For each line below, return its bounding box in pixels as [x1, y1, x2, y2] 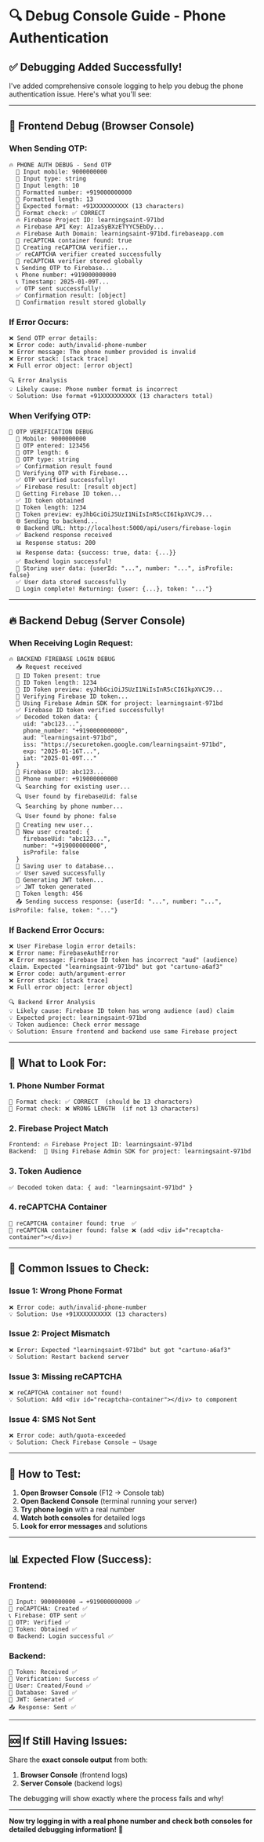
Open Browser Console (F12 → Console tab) [20, 1488, 165, 1497]
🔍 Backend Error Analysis [9, 999, 96, 1007]
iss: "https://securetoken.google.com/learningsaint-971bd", [23, 740, 226, 748]
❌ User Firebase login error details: [9, 942, 136, 951]
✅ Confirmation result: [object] [16, 291, 127, 299]
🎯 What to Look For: [9, 1056, 107, 1069]
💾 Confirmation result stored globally [16, 298, 146, 306]
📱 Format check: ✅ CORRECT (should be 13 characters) [9, 1098, 193, 1106]
